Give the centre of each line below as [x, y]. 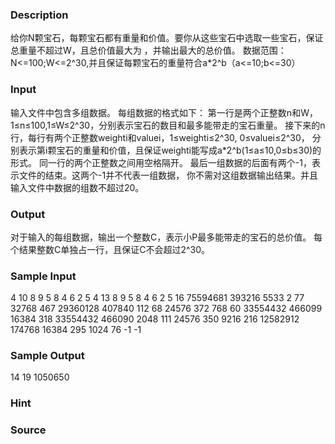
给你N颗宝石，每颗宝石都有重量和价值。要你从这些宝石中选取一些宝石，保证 [167, 38]
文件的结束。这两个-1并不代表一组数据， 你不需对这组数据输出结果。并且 [168, 175]
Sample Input [43, 276]
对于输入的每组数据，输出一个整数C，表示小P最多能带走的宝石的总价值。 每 [166, 237]
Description [39, 15]
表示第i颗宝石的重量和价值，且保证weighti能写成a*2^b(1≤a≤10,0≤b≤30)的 [170, 150]
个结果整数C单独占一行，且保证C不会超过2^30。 [110, 249]
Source [28, 430]
